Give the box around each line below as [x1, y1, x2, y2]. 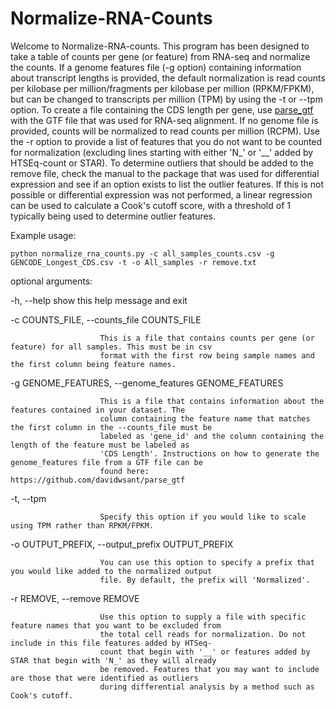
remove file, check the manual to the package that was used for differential [10, 167, 320, 179]
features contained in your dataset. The [10, 405, 186, 415]
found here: [99, 466, 150, 476]
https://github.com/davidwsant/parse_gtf [10, 475, 186, 485]
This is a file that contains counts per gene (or [99, 333, 315, 343]
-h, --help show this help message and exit [10, 294, 188, 306]
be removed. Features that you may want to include [99, 664, 320, 674]
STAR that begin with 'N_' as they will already [10, 655, 217, 666]
